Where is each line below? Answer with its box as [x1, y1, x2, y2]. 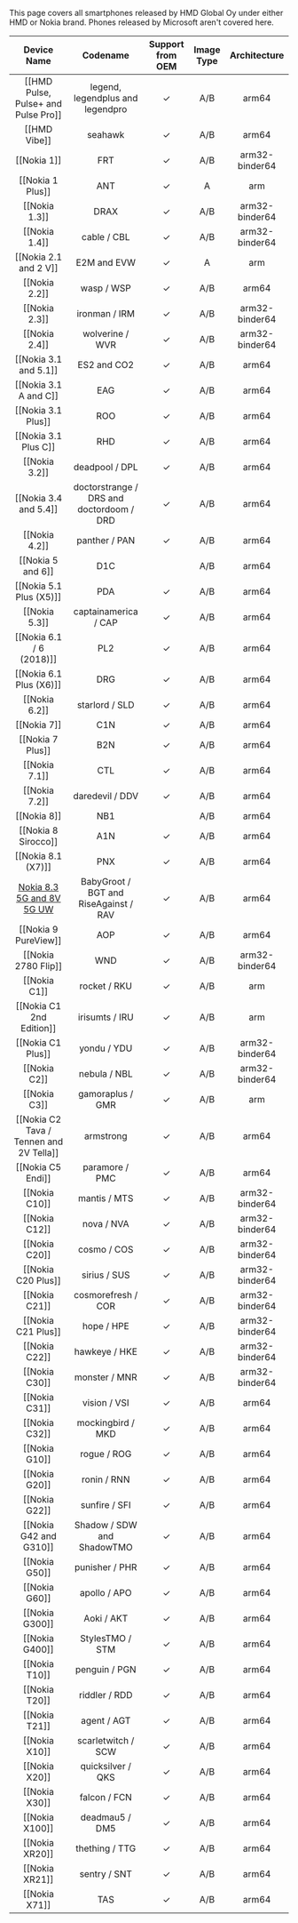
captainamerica [73, 605, 139, 617]
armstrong [83, 1130, 128, 1142]
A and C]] [18, 390, 59, 402]
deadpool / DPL [73, 461, 139, 473]
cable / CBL [81, 231, 130, 243]
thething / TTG [74, 1842, 137, 1855]
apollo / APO [79, 1587, 132, 1598]
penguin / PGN [74, 1663, 137, 1675]
